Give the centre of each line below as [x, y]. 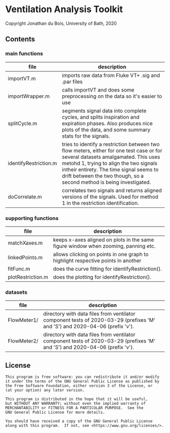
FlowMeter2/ [23, 341]
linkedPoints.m [25, 257]
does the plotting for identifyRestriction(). [102, 277]
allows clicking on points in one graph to [101, 254]
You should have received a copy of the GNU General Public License [79, 421]
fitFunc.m [19, 269]
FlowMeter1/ [23, 320]
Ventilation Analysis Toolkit [64, 9]
